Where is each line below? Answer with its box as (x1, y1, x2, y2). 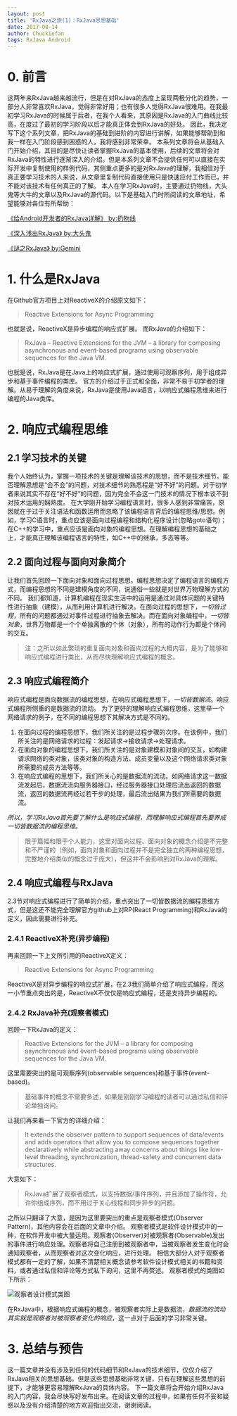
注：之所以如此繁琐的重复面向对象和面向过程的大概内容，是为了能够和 (24, 643, 229, 652)
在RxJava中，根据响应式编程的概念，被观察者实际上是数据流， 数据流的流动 (7, 1305, 226, 1313)
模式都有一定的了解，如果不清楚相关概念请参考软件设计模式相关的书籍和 (7, 1258, 217, 1266)
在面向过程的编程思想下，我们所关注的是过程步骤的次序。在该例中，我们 (17, 728, 227, 736)
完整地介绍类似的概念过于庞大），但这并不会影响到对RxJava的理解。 (24, 854, 222, 863)
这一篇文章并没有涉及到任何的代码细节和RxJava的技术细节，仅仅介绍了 (7, 1365, 213, 1374)
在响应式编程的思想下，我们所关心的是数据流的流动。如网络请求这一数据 (17, 771, 227, 780)
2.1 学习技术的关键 (7, 452, 87, 464)
